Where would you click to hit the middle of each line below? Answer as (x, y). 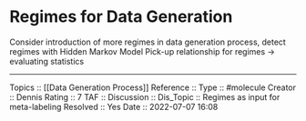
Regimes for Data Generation (121, 17)
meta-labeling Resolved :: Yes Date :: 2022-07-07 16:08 (114, 106)
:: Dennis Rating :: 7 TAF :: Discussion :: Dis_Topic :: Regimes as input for (145, 96)
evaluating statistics (47, 61)
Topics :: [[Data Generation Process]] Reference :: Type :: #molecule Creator (153, 87)
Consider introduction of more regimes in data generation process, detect (148, 42)
